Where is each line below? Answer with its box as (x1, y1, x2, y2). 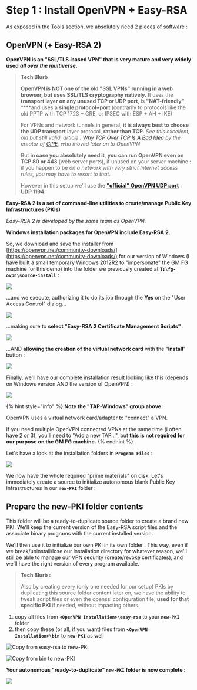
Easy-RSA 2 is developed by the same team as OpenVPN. (6, 217, 146, 224)
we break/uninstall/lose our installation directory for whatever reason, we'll (6, 547, 187, 554)
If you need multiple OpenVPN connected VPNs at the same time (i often (6, 425, 182, 432)
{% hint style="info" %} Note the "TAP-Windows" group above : (6, 402, 165, 410)
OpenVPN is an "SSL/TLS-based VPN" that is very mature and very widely (6, 55, 192, 63)
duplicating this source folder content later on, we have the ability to (20, 589, 186, 596)
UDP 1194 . (20, 188, 46, 195)
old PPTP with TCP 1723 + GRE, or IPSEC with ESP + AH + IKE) (20, 110, 172, 117)
